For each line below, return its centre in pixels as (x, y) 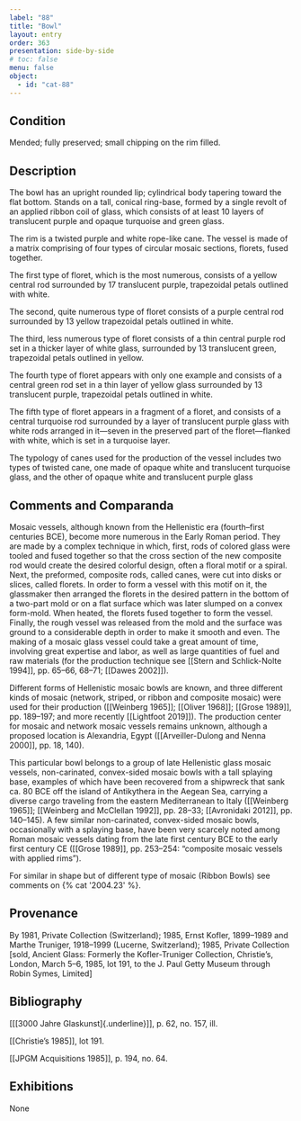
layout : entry (36, 34)
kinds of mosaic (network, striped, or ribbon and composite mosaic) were (145, 697)
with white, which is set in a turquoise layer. (90, 441)
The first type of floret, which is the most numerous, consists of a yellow (143, 275)
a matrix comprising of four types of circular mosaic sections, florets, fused (149, 248)
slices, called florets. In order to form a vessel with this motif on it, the (138, 585)
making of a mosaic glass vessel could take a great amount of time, (134, 642)
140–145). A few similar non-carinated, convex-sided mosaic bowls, (134, 821)
